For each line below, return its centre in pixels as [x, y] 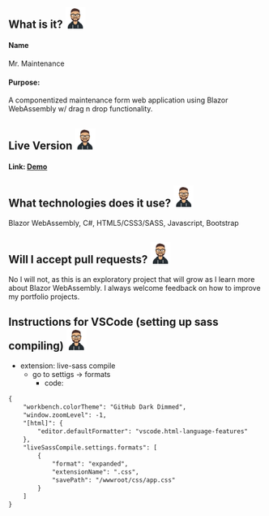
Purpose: [24, 82]
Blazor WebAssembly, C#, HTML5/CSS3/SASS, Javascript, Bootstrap [124, 223]
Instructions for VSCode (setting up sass [113, 322]
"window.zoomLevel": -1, [65, 415]
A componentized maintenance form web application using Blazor [118, 100]
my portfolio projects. [44, 297]
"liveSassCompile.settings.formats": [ [90, 448]
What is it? [36, 25]
